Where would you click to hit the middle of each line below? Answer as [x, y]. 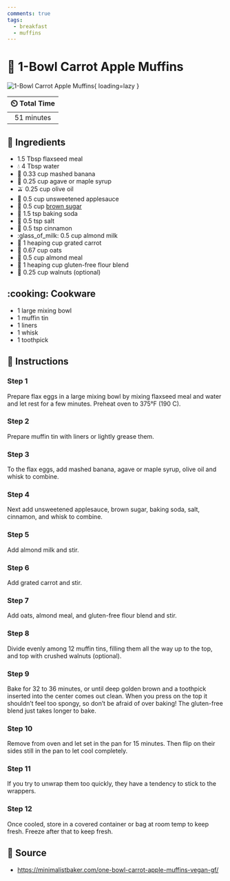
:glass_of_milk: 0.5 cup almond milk [67, 236]
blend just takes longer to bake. [52, 711]
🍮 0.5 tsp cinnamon [44, 228]
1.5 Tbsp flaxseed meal [50, 159]
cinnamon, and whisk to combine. [55, 517]
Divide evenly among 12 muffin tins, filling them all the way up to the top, [110, 649]
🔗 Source [27, 853]
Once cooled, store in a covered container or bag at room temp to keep [108, 824]
